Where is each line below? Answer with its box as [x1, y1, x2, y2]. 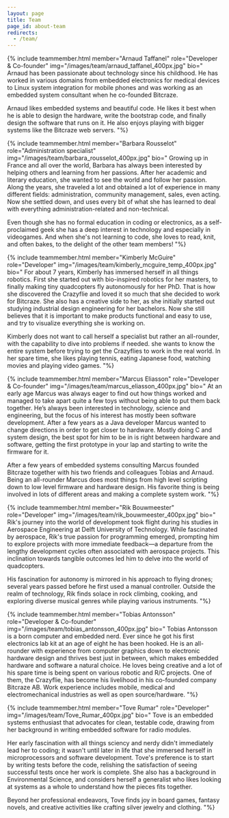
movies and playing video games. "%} [7, 362, 115, 370]
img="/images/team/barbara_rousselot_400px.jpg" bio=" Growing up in [7, 154, 208, 162]
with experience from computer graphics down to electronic [30, 646, 200, 655]
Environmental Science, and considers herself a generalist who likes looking [7, 775, 221, 784]
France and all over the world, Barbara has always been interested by [7, 161, 203, 170]
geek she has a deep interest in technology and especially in [40, 226, 211, 234]
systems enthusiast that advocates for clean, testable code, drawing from [7, 718, 215, 727]
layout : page [7, 10, 44, 17]
